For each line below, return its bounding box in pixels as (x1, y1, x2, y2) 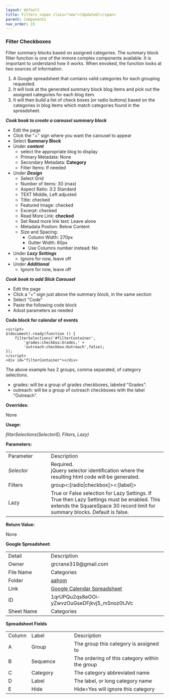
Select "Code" (13, 296, 43, 302)
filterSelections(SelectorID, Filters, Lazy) (6, 431, 89, 437)
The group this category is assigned (74, 640, 159, 647)
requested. (13, 81, 36, 87)
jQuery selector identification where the (51, 467, 144, 474)
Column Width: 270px (28, 234, 73, 240)
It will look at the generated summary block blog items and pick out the (13, 86, 160, 92)
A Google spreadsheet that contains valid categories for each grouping (13, 75, 160, 81)
